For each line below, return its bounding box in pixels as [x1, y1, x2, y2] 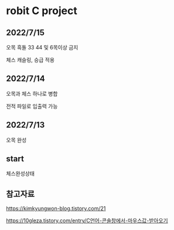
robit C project [6, 4, 77, 18]
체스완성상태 [6, 170, 35, 177]
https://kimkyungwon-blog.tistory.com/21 [6, 205, 106, 212]
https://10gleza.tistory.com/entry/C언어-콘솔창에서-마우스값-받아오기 [6, 217, 168, 224]
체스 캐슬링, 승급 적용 [6, 56, 54, 63]
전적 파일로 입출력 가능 [6, 102, 58, 109]
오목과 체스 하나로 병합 [6, 90, 58, 97]
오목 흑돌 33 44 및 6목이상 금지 [6, 44, 79, 51]
